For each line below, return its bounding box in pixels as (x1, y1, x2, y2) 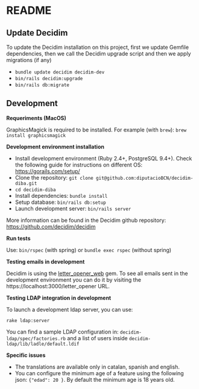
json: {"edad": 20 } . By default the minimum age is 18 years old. (14, 376, 175, 383)
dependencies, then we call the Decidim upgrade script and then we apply (6, 50, 191, 57)
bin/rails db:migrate (14, 82, 69, 88)
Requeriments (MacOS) (6, 114, 66, 121)
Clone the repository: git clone (14, 174, 93, 181)
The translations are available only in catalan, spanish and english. (14, 363, 180, 370)
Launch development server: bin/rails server (14, 204, 131, 212)
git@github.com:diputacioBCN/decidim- (95, 175, 194, 181)
